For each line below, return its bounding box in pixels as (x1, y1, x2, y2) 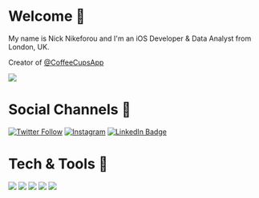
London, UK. (8, 42, 50, 51)
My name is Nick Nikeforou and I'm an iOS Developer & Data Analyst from (8, 34, 252, 43)
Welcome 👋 (8, 7, 86, 26)
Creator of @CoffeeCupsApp (8, 57, 104, 67)
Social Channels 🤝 (8, 101, 132, 119)
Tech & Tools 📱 (8, 155, 108, 173)
